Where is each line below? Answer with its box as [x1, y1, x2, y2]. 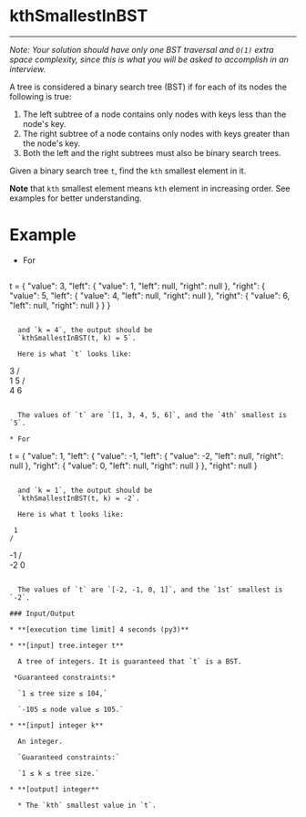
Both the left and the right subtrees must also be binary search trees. [22, 147, 281, 158]
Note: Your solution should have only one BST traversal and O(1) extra [9, 44, 275, 55]
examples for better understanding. [9, 193, 143, 204]
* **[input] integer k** [9, 720, 104, 730]
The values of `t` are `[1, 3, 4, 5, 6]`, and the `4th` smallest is [17, 410, 287, 420]
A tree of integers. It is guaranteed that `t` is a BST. [17, 656, 243, 666]
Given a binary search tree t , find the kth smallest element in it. [9, 165, 247, 176]
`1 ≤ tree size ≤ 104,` [17, 688, 107, 698]
